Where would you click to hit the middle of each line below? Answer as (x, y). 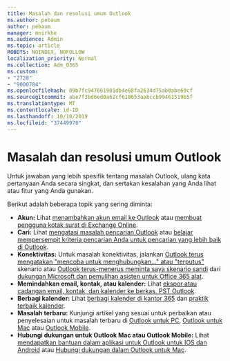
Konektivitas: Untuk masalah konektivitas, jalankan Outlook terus (110, 254)
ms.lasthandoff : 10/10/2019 (48, 116)
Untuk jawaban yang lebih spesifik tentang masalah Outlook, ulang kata (109, 176)
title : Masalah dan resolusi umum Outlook (69, 13)
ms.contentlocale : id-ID (43, 110)
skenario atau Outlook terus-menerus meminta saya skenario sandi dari (119, 269)
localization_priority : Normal (52, 59)
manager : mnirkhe (32, 33)
